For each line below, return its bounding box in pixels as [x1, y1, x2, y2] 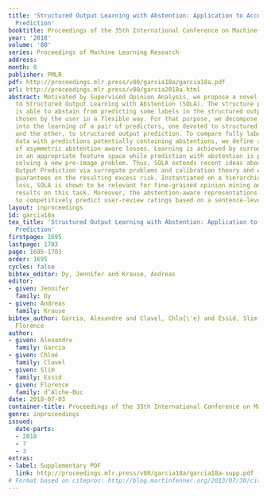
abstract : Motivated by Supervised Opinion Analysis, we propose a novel [8, 93, 258, 101]
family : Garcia [15, 344, 66, 352]
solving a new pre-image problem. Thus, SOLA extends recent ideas [15, 160, 244, 168]
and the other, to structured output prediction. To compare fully [15, 129, 244, 137]
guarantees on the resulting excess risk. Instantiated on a [15, 174, 222, 183]
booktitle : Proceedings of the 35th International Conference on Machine [8, 26, 258, 34]
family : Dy [15, 292, 52, 300]
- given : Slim [8, 366, 56, 374]
